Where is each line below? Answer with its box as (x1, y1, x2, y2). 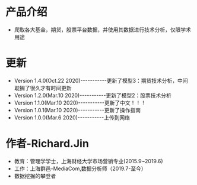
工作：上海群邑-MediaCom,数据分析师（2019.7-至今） (14, 165, 147, 172)
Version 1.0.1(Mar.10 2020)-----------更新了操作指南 (14, 106, 141, 113)
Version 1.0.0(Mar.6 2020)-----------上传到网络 (14, 113, 130, 121)
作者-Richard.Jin (5, 137, 90, 151)
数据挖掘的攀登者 (14, 172, 56, 179)
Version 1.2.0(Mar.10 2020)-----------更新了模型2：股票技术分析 (14, 92, 171, 99)
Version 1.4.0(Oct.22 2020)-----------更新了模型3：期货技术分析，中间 (14, 77, 188, 84)
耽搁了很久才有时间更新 (14, 84, 72, 92)
